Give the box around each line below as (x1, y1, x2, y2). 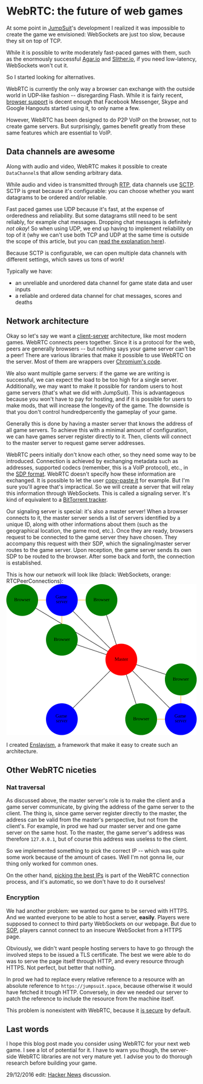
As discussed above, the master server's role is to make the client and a (6, 797, 185, 804)
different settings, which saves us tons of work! (6, 255, 124, 263)
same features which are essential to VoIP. (6, 129, 112, 136)
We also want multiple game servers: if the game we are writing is (6, 369, 170, 376)
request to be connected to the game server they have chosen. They (6, 533, 178, 540)
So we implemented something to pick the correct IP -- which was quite (6, 847, 185, 855)
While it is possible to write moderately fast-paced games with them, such (6, 48, 191, 56)
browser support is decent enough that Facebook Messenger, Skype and (6, 98, 188, 105)
